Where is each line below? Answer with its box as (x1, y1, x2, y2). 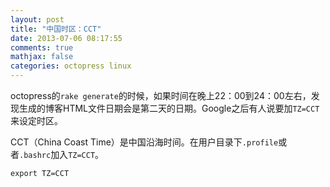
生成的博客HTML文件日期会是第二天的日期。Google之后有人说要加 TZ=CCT (18, 102, 320, 114)
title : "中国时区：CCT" (10, 24, 102, 34)
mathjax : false (10, 52, 74, 62)
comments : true (10, 42, 74, 53)
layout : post (10, 14, 65, 25)
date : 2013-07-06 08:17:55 (10, 33, 123, 43)
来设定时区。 (10, 115, 63, 126)
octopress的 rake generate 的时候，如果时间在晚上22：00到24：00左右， (10, 90, 312, 101)
